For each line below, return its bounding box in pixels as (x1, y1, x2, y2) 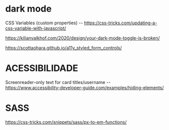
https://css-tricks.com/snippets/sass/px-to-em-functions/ (5, 119, 127, 125)
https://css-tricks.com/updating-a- (84, 20, 157, 26)
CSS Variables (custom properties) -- (5, 20, 83, 26)
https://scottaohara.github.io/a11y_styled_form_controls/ (5, 45, 122, 51)
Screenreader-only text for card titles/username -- (5, 79, 111, 85)
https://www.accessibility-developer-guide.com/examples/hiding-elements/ (5, 84, 164, 91)
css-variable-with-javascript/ (5, 25, 66, 31)
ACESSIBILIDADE (5, 63, 79, 74)
